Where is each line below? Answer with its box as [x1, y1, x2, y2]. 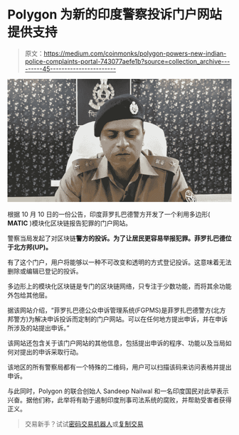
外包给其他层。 [7, 291, 51, 299]
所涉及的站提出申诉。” [7, 324, 70, 333]
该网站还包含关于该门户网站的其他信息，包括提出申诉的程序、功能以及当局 [7, 339, 225, 348]
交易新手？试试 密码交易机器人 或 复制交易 [24, 420, 144, 429]
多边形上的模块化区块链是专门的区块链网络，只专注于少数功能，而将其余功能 [7, 282, 232, 291]
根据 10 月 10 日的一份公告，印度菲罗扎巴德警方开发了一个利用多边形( [7, 210, 211, 219]
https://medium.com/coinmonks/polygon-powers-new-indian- [43, 49, 227, 58]
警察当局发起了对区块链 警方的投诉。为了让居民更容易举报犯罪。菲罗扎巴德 [7, 234, 225, 242]
